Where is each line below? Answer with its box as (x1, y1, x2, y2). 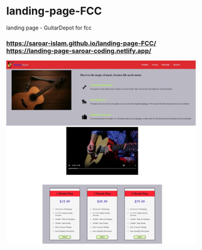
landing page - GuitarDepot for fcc (6, 24, 92, 31)
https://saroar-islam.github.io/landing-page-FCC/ (6, 39, 156, 47)
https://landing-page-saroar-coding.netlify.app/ (6, 46, 151, 55)
